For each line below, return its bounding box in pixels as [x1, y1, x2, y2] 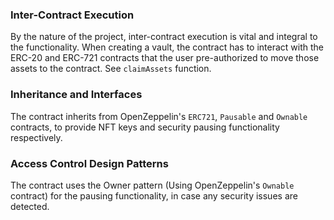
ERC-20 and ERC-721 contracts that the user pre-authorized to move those [10, 52, 320, 64]
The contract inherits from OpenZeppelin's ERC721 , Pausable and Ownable [10, 110, 308, 122]
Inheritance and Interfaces [10, 88, 143, 102]
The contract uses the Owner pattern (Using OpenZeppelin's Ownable [10, 179, 295, 191]
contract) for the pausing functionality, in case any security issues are [10, 189, 298, 202]
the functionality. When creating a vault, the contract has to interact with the [10, 41, 325, 53]
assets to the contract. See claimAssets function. [10, 63, 212, 75]
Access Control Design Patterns [10, 156, 169, 170]
